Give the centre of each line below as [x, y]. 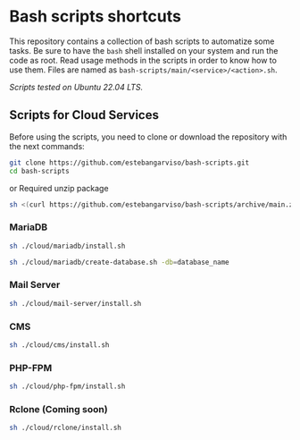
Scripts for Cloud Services [84, 115]
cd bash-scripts [39, 171]
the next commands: [47, 146]
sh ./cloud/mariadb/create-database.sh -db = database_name [119, 262]
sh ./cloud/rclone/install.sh [66, 428]
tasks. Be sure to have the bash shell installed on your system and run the [144, 50]
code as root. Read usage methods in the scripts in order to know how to [143, 60]
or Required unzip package [59, 188]
